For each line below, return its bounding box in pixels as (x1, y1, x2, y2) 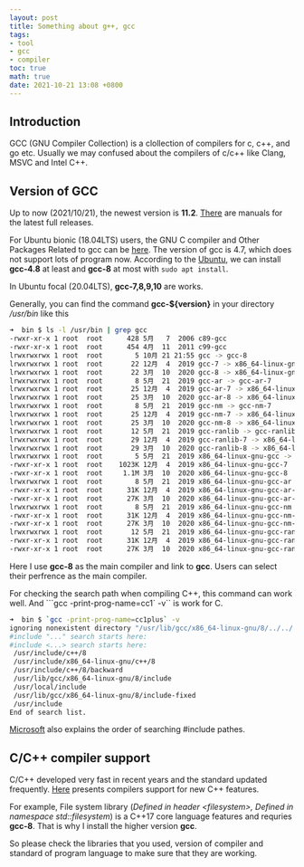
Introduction (9, 114, 81, 129)
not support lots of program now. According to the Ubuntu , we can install (9, 254, 282, 265)
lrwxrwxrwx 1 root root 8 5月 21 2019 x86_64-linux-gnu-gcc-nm (9, 502, 292, 511)
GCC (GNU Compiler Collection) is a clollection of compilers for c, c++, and (9, 138, 290, 149)
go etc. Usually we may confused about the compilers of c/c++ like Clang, (9, 148, 287, 158)
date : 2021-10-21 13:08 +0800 (9, 81, 124, 90)
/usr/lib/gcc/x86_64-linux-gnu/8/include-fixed (13, 691, 196, 700)
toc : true (9, 64, 47, 73)
